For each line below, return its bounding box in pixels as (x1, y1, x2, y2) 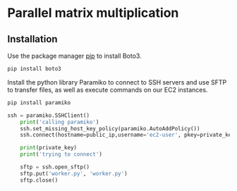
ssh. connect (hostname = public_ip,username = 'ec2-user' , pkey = (20, 132, 200, 139)
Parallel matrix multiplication (7, 5, 179, 21)
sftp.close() (20, 176, 59, 184)
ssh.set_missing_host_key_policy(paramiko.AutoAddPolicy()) (20, 125, 200, 132)
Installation (7, 33, 58, 45)
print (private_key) (20, 144, 78, 152)
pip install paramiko (7, 99, 71, 106)
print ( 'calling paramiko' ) (20, 118, 99, 125)
